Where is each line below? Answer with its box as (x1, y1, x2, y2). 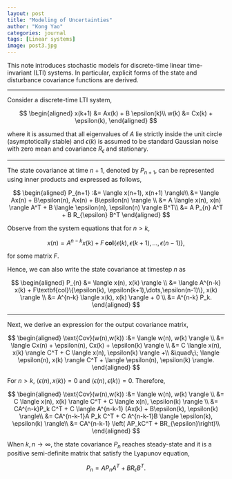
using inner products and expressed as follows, (7, 175, 142, 183)
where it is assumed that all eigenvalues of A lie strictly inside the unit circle (7, 130, 222, 138)
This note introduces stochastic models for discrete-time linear (7, 62, 186, 69)
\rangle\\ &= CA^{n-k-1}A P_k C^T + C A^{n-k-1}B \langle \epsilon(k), (19, 412, 213, 420)
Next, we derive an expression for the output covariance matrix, (7, 321, 188, 329)
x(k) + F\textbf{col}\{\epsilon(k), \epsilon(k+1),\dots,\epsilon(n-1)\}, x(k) (14, 286, 217, 294)
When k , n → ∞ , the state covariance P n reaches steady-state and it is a (7, 440, 212, 450)
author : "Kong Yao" (7, 23, 64, 30)
